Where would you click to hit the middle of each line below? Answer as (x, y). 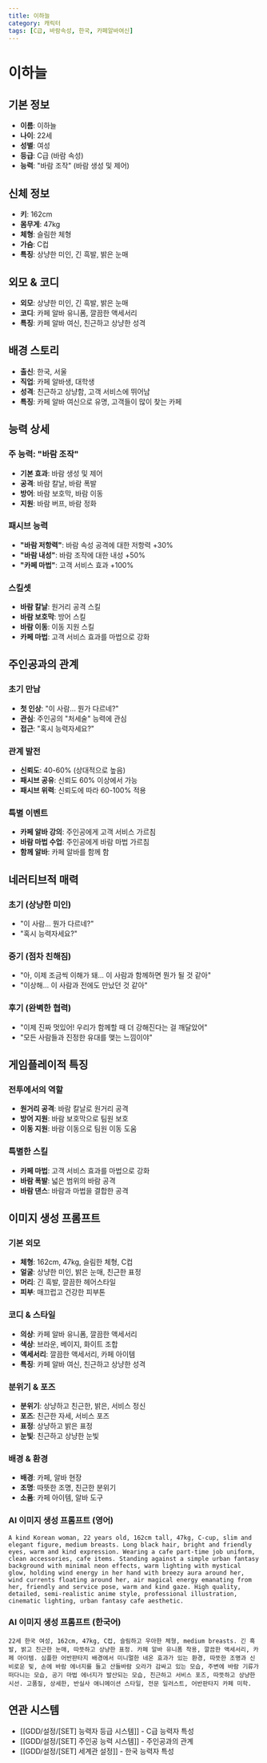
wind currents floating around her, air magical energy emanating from (130, 1580)
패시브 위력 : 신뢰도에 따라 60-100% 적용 (83, 790)
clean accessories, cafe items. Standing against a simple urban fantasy (134, 1558)
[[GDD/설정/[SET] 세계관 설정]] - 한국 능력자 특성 (97, 1751)
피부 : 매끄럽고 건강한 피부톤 (63, 1292)
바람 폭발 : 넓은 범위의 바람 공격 (68, 1181)
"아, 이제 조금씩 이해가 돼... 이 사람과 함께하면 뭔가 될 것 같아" (116, 975)
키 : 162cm (36, 214)
